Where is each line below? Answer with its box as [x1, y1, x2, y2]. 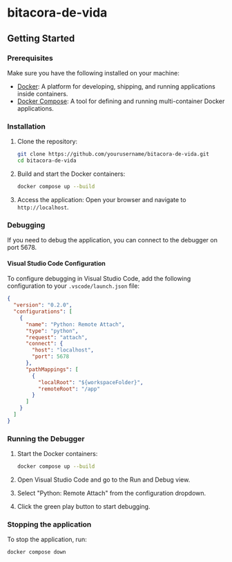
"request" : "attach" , [25, 334, 88, 341]
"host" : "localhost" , [32, 347, 95, 354]
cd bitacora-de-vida [17, 157, 77, 164]
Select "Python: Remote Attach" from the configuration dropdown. [17, 489, 206, 497]
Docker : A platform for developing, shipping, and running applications [17, 82, 215, 91]
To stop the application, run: [7, 535, 88, 544]
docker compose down [7, 549, 67, 556]
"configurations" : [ [13, 308, 72, 316]
